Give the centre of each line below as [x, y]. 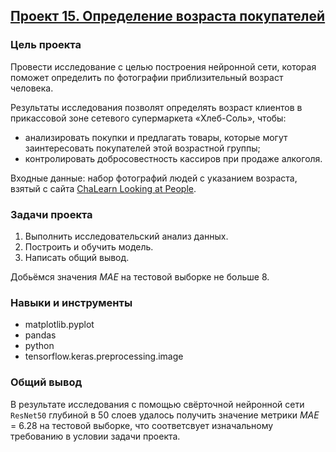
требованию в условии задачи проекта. [95, 436]
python [39, 346]
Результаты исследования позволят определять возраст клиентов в [156, 107]
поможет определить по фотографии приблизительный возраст [147, 77]
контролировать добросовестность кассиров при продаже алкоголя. [173, 158]
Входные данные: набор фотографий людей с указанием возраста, [154, 178]
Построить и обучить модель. [89, 246]
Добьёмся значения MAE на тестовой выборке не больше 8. [140, 276]
